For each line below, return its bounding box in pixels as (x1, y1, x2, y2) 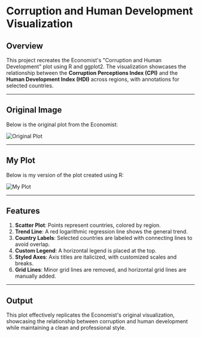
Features (6, 206, 40, 216)
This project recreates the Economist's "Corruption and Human (6, 57, 162, 63)
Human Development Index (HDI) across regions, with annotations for (6, 76, 179, 83)
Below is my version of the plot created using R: (6, 171, 124, 178)
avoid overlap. (14, 241, 50, 248)
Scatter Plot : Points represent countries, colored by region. (14, 221, 162, 229)
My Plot (6, 156, 36, 166)
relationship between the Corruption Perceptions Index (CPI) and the (6, 69, 178, 76)
